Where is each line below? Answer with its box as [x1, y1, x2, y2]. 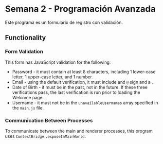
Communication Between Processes [5, 117, 93, 124]
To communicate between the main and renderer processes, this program [5, 128, 153, 134]
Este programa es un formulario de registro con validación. [5, 19, 123, 25]
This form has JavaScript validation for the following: [5, 59, 111, 65]
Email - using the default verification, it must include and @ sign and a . [12, 79, 154, 85]
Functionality [5, 34, 46, 42]
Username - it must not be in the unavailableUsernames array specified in [12, 100, 158, 106]
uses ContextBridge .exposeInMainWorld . [5, 133, 86, 139]
